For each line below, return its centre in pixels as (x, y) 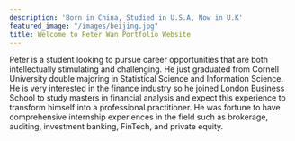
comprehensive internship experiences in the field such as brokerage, (139, 117)
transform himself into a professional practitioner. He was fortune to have (145, 108)
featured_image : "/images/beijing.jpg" (84, 26)
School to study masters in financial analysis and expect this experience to (147, 98)
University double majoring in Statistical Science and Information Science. (147, 79)
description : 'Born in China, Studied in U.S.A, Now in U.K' (126, 18)
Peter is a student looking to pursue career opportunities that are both (139, 60)
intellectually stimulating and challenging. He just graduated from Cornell (144, 69)
